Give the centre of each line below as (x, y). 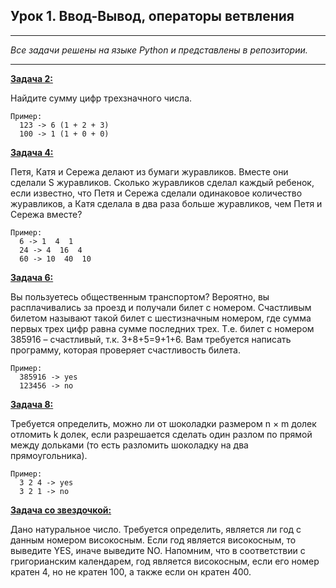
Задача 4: (32, 152)
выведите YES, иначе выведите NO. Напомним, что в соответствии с (158, 550)
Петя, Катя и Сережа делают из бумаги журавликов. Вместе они (149, 171)
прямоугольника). (49, 455)
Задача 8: (32, 404)
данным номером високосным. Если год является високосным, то (153, 540)
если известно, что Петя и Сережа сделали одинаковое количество (156, 193)
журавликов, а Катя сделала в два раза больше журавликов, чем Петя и (166, 203)
